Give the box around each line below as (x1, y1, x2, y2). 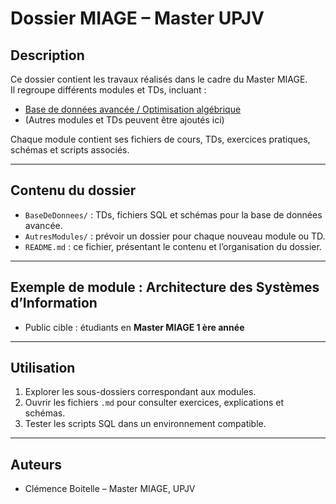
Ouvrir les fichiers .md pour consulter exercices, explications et (24, 397, 284, 409)
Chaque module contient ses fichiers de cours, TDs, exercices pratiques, (10, 133, 311, 145)
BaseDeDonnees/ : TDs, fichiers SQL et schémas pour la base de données (24, 208, 323, 221)
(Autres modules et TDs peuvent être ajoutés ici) (24, 114, 225, 126)
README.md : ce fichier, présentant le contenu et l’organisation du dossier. (24, 240, 322, 252)
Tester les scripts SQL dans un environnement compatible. (24, 418, 267, 430)
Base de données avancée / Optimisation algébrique (24, 103, 242, 115)
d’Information (10, 295, 98, 312)
